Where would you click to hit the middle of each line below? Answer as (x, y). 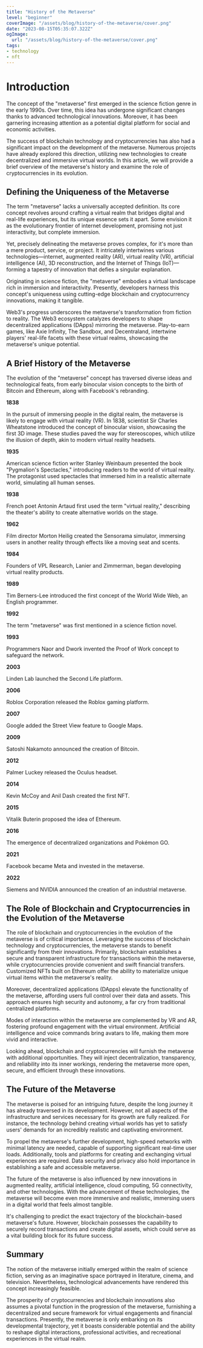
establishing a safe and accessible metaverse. (64, 1167)
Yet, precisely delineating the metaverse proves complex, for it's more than (100, 244)
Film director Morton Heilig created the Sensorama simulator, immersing (96, 536)
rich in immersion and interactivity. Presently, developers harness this (93, 288)
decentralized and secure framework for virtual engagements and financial (99, 1313)
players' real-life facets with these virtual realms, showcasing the (87, 338)
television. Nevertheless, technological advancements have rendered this (98, 1282)
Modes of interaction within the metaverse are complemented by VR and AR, (101, 1020)
